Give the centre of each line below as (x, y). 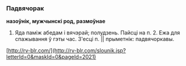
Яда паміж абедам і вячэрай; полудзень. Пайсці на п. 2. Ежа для (97, 33)
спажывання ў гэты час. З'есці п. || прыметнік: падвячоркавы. (94, 39)
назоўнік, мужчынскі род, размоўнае (56, 21)
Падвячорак (25, 8)
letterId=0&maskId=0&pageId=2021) (51, 57)
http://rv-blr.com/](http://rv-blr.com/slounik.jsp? (67, 51)
